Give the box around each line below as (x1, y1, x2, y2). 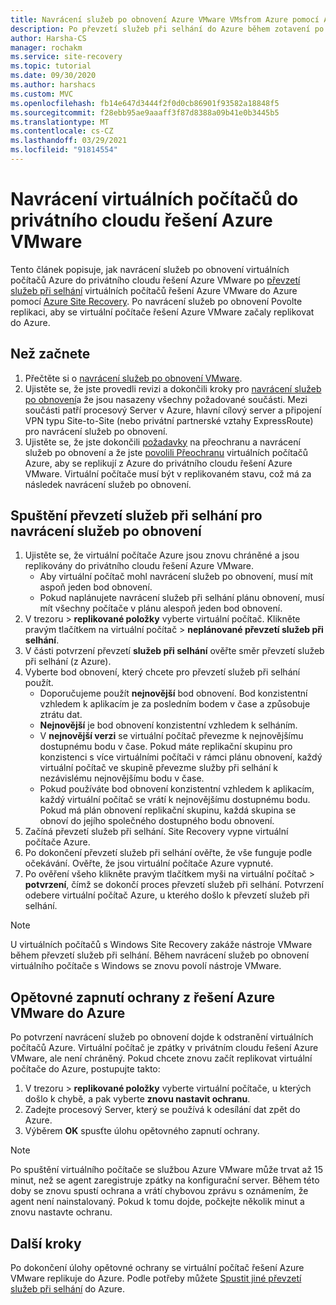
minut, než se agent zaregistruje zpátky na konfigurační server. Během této (10, 1174, 320, 1186)
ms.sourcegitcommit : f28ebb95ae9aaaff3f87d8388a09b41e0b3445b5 (10, 107, 280, 118)
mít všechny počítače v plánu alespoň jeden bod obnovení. (39, 602, 283, 615)
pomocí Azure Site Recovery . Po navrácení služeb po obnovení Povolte (10, 295, 303, 307)
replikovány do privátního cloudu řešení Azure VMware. (24, 560, 255, 572)
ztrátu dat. (39, 709, 83, 721)
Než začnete (10, 346, 91, 363)
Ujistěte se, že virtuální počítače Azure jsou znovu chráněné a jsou (24, 549, 300, 561)
